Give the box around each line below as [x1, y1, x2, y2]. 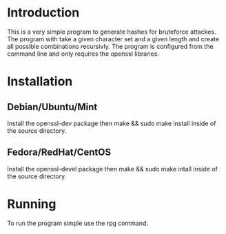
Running [7, 196, 56, 211]
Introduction [7, 5, 80, 21]
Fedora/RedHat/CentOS [7, 147, 112, 158]
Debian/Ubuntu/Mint [7, 101, 98, 113]
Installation [7, 74, 73, 89]
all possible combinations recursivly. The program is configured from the [7, 42, 214, 50]
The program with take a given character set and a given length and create [7, 34, 219, 43]
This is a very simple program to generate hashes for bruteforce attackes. [7, 28, 216, 36]
